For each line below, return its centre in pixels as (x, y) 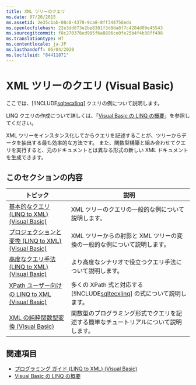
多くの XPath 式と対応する (107, 285)
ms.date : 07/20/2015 (31, 17)
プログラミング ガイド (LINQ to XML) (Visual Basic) (76, 369)
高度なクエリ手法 (33, 259)
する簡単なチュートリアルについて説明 (129, 322)
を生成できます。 (26, 157)
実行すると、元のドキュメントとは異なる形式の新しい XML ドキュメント (102, 150)
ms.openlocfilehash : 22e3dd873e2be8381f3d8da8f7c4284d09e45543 (85, 28)
